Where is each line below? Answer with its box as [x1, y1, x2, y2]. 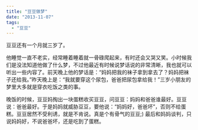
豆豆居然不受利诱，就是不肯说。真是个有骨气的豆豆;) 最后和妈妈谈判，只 [16, 111, 192, 118]
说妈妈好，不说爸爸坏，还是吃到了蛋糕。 [6, 118, 104, 125]
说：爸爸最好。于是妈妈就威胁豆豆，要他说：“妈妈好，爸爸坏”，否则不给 [6, 103, 181, 110]
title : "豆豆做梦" [6, 8, 48, 15]
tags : [6, 19, 19, 25]
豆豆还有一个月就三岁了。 [6, 42, 68, 49]
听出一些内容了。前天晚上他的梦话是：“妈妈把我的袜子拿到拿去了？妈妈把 [6, 69, 184, 76]
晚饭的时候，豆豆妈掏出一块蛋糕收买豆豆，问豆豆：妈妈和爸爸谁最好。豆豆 [6, 96, 187, 103]
